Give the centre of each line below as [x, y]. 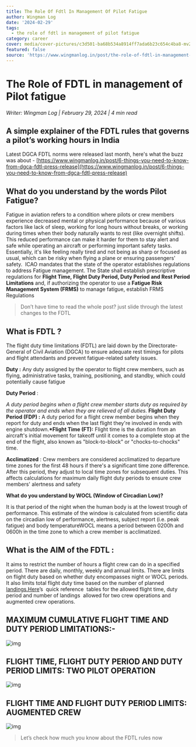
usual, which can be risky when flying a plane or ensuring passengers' [91, 258]
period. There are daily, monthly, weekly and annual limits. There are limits [95, 570]
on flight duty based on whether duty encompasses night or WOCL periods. [97, 577]
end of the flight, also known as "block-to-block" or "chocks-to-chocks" [93, 442]
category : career [27, 39]
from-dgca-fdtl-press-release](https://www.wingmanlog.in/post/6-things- [95, 167]
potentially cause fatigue [36, 382]
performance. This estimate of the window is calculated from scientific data [97, 513]
